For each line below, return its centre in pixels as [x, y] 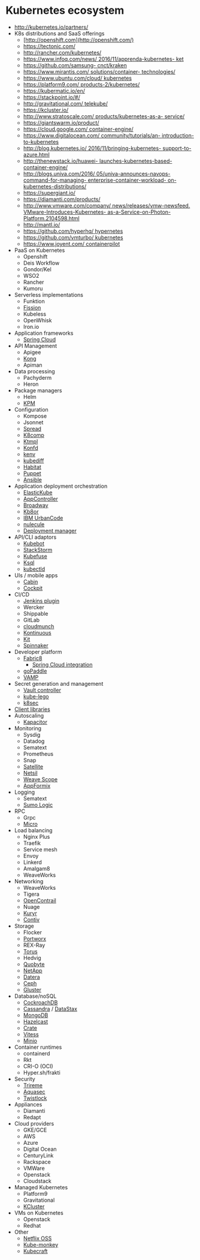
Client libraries [32, 709]
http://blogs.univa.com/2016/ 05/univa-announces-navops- [97, 173]
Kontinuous [37, 632]
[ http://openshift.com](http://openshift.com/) [78, 40]
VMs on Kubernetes [39, 1213]
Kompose [35, 416]
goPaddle [35, 671]
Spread [32, 428]
